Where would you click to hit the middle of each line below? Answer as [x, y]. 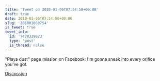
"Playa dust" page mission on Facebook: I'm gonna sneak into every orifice [80, 59]
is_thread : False [27, 45]
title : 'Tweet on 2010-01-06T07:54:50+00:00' [52, 9]
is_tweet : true [20, 27]
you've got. [16, 64]
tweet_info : [17, 32]
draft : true [17, 14]
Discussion [16, 73]
